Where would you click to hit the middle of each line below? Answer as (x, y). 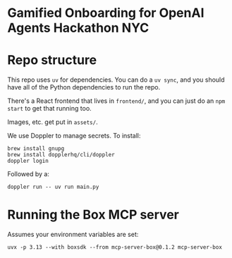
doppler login (28, 161)
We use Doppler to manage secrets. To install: (74, 136)
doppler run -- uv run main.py (53, 187)
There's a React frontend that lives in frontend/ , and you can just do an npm (116, 101)
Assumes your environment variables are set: (73, 235)
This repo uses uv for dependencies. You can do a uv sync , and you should (116, 80)
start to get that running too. (49, 109)
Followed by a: (28, 174)
